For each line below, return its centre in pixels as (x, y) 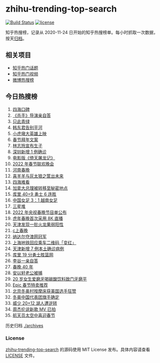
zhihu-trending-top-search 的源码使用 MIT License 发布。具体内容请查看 (78, 349)
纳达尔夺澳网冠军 (29, 237)
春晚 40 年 (23, 267)
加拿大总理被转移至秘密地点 (40, 188)
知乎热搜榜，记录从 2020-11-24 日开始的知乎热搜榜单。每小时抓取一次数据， (82, 32)
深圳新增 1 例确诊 (29, 152)
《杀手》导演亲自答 (32, 115)
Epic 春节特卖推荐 (30, 285)
